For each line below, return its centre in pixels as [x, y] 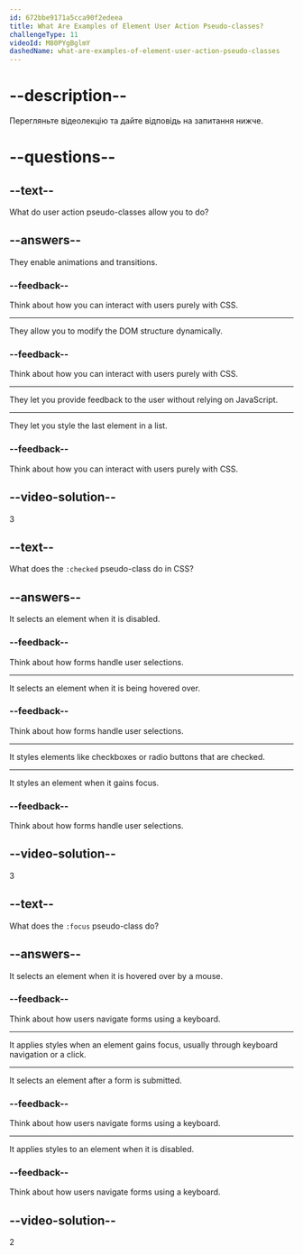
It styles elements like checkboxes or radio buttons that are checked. [138, 756]
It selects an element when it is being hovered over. [105, 688]
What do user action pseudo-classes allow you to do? [109, 212]
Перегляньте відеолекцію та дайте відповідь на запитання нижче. [137, 121]
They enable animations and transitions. [83, 261]
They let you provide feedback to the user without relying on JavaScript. [144, 400]
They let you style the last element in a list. [89, 426]
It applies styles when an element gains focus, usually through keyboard [143, 1044]
